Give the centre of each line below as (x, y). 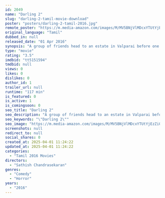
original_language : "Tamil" (34, 32)
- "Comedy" (21, 174)
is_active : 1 (18, 101)
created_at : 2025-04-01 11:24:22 (39, 142)
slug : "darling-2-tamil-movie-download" (47, 19)
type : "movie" (20, 51)
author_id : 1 (18, 83)
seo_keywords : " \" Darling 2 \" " (37, 119)
